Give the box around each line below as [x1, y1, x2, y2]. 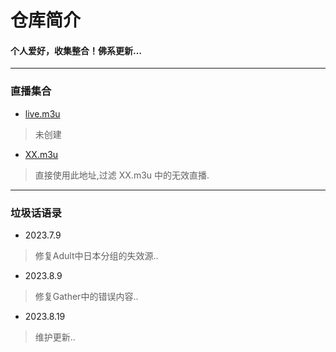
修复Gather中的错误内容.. [34, 290, 139, 302]
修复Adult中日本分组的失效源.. [34, 249, 159, 261]
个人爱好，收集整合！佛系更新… [10, 44, 143, 56]
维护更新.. [34, 331, 76, 343]
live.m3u [24, 107, 61, 120]
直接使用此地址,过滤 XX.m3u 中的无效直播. [34, 169, 210, 181]
